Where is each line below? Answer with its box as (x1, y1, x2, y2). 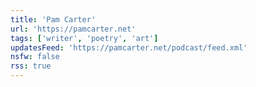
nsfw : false (10, 52, 60, 62)
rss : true (10, 61, 52, 71)
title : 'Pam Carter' (10, 14, 97, 25)
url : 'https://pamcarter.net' (10, 24, 137, 34)
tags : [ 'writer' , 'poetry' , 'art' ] (10, 33, 159, 43)
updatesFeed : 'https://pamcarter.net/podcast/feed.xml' (10, 42, 248, 53)
